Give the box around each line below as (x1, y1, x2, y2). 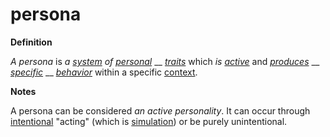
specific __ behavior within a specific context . (10, 66, 198, 78)
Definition (10, 36, 53, 48)
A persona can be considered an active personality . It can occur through (10, 104, 311, 117)
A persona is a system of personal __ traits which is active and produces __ (10, 55, 320, 67)
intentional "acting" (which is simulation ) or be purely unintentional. (10, 115, 288, 127)
